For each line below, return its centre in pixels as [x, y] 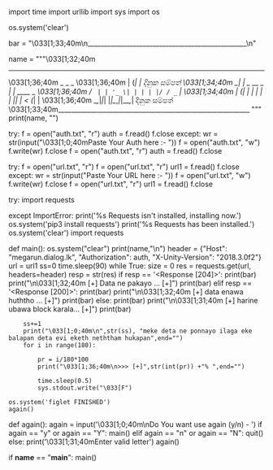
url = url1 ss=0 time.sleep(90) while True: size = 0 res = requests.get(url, [130, 266]
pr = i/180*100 [63, 359]
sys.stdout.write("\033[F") [85, 388]
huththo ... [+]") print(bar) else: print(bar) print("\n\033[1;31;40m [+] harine [133, 300]
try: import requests [41, 200]
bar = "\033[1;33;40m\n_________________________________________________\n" [132, 43]
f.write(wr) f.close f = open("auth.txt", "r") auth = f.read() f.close [115, 151]
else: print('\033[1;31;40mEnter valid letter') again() [94, 442]
